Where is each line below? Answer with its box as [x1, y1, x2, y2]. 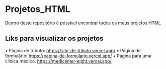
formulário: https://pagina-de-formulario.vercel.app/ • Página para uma [5, 53, 152, 59]
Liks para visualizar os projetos [5, 34, 104, 43]
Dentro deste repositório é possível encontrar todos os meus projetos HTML [5, 20, 162, 26]
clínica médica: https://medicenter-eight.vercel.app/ [5, 58, 112, 64]
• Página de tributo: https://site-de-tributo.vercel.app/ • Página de [5, 47, 141, 53]
